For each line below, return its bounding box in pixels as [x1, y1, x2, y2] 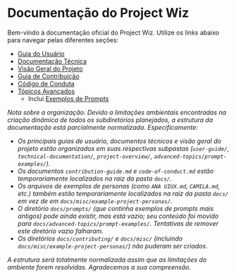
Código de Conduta [17, 79, 75, 87]
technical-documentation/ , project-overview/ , [17, 152, 153, 160]
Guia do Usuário [17, 49, 65, 58]
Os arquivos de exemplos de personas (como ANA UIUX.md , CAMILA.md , [17, 181, 221, 190]
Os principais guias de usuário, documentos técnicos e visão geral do [17, 136, 222, 145]
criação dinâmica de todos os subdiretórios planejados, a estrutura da [7, 115, 213, 124]
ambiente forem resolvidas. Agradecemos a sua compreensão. [7, 262, 192, 271]
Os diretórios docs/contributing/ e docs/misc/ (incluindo [17, 234, 183, 243]
